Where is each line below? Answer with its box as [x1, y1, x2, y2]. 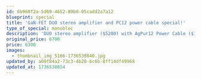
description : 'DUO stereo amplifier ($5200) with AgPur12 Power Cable [6, 31, 186, 37]
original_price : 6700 [6, 36, 60, 42]
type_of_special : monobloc [6, 25, 74, 31]
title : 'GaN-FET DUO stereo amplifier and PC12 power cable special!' [6, 20, 186, 26]
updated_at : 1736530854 [6, 64, 66, 70]
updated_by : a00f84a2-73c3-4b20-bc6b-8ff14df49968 [6, 58, 135, 64]
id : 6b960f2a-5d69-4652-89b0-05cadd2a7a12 [6, 8, 114, 15]
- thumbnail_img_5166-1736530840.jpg [11, 53, 106, 59]
